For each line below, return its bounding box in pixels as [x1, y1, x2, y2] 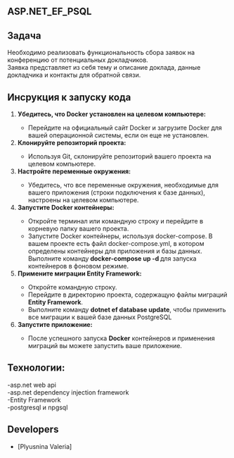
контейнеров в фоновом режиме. [27, 262, 129, 271]
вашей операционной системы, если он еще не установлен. [27, 131, 209, 140]
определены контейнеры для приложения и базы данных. [27, 247, 202, 256]
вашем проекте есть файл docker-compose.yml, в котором [27, 240, 204, 248]
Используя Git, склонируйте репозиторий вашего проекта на [27, 152, 212, 161]
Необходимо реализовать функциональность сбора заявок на [7, 49, 195, 57]
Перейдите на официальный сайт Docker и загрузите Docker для [27, 123, 223, 132]
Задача [7, 30, 41, 42]
